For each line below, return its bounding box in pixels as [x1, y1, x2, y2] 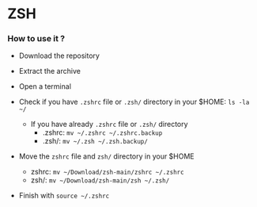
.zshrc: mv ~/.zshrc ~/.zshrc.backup [42, 128, 163, 137]
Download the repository [18, 51, 100, 60]
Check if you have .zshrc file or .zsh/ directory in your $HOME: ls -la [18, 97, 250, 107]
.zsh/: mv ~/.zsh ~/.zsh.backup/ [42, 136, 148, 146]
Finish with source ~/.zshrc [18, 191, 110, 201]
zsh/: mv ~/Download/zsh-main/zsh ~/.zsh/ [30, 175, 170, 185]
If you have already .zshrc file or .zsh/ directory [30, 120, 188, 129]
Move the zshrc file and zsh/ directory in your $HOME [18, 151, 195, 161]
